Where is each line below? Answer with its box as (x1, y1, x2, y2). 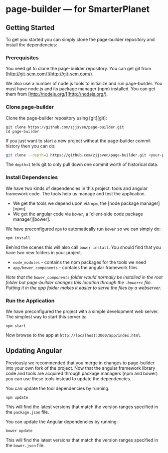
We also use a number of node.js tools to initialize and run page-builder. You (5, 81, 163, 87)
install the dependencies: (5, 42, 57, 48)
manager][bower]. (12, 216, 50, 222)
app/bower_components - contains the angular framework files (12, 264, 138, 270)
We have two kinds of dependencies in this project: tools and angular (5, 185, 148, 191)
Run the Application (5, 297, 55, 304)
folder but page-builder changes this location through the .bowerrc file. (5, 279, 152, 285)
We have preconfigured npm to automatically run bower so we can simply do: (5, 226, 161, 232)
